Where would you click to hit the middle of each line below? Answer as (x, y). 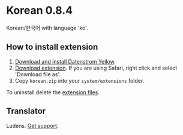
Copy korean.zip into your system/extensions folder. (79, 80)
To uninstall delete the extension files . (53, 92)
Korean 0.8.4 (40, 10)
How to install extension (52, 47)
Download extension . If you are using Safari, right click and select (96, 68)
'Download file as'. (38, 74)
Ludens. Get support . (32, 125)
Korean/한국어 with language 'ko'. (47, 28)
